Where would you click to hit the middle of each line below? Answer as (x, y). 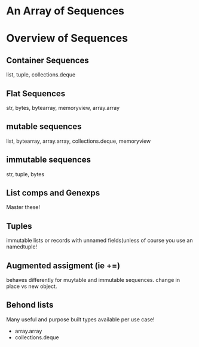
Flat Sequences (36, 93)
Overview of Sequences (67, 39)
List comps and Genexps (53, 193)
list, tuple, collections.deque (41, 75)
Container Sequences (48, 60)
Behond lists (30, 305)
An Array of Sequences (65, 11)
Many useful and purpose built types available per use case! (80, 319)
